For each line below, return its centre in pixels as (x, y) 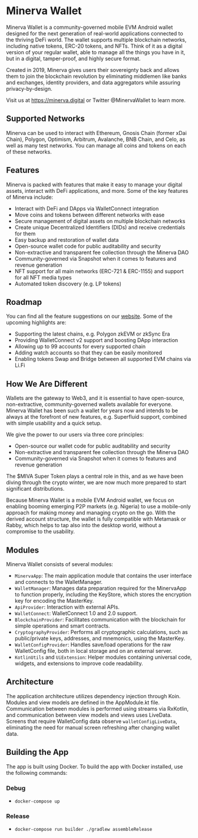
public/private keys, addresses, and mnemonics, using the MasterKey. (100, 638)
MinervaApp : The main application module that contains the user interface (103, 576)
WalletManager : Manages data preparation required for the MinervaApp (100, 588)
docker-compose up (37, 801)
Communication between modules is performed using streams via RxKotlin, (98, 708)
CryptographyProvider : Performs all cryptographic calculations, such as (101, 632)
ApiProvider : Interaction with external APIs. (67, 607)
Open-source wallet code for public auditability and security (88, 246)
